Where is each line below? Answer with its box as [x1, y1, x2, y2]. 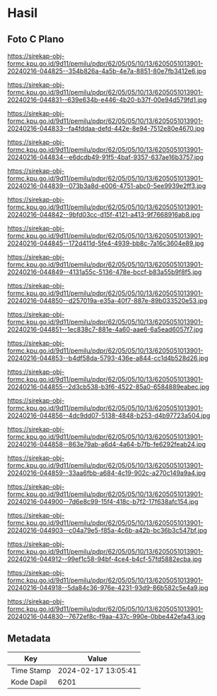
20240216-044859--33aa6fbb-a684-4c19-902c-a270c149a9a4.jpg [7, 468, 206, 477]
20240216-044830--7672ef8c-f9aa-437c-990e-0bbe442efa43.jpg [7, 613, 206, 620]
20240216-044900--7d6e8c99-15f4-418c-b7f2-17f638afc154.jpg [7, 497, 199, 506]
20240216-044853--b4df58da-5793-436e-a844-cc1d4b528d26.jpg [7, 354, 209, 362]
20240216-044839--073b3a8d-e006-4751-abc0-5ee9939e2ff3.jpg [7, 182, 206, 190]
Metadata [7, 632, 51, 644]
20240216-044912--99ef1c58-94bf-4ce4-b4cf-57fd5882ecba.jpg [7, 555, 202, 563]
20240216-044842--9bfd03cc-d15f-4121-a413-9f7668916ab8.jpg [7, 211, 200, 218]
